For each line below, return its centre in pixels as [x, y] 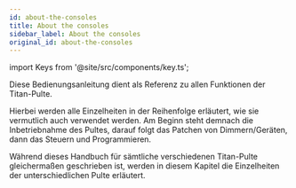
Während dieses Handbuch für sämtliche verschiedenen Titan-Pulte [133, 157]
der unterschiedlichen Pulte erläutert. [77, 176]
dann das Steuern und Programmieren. [80, 139]
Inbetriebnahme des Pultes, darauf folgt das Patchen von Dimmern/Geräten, [148, 130]
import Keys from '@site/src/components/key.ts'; [99, 67]
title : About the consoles [59, 26]
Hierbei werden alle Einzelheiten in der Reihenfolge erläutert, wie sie [134, 111]
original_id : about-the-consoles [71, 42]
